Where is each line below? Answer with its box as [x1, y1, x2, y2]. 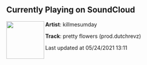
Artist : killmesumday [45, 20, 97, 28]
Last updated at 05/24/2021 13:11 [45, 44, 128, 51]
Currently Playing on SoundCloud [6, 5, 136, 15]
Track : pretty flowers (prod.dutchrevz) [45, 32, 142, 40]
